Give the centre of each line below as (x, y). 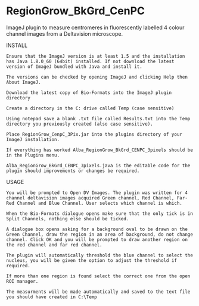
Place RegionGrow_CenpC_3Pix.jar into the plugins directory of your (94, 134)
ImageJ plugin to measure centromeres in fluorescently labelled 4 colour (95, 27)
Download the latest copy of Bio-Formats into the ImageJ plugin (89, 93)
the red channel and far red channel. (54, 245)
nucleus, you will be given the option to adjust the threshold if (92, 260)
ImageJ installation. (33, 139)
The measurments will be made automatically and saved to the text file (98, 292)
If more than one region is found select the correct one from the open (98, 276)
